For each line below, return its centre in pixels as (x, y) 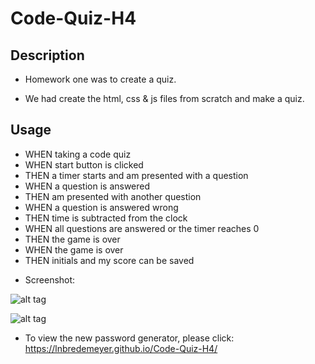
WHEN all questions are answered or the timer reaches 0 (142, 228)
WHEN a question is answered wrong (101, 207)
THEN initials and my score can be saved (109, 260)
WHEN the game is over (74, 249)
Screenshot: (50, 279)
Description (47, 55)
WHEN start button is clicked (84, 164)
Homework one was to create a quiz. (100, 79)
